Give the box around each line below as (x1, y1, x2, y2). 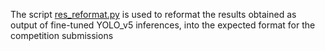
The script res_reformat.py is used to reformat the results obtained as (10, 9, 297, 20)
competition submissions (10, 30, 114, 41)
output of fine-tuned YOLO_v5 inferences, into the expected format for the (10, 19, 316, 31)
